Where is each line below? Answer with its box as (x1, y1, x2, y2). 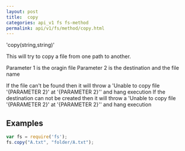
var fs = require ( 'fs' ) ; (6, 134, 68, 140)
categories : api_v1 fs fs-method (6, 20, 89, 25)
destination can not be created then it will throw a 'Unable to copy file (6, 95, 176, 102)
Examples (6, 118, 43, 128)
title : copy (6, 14, 39, 20)
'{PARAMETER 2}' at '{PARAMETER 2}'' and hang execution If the (6, 88, 166, 95)
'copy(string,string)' (6, 41, 55, 49)
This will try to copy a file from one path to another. (6, 53, 132, 60)
